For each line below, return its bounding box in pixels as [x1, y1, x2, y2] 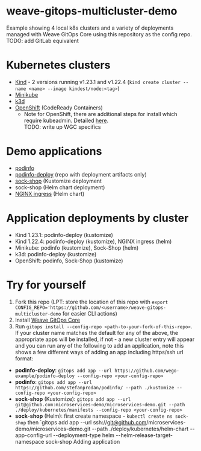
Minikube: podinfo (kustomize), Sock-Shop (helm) [14, 244, 139, 251]
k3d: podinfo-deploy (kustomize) [14, 250, 97, 258]
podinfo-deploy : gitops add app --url [14, 366, 113, 374]
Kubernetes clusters [6, 59, 111, 72]
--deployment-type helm [53, 431, 115, 439]
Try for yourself [6, 278, 86, 291]
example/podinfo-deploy [14, 373, 75, 379]
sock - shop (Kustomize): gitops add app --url [14, 395, 131, 403]
